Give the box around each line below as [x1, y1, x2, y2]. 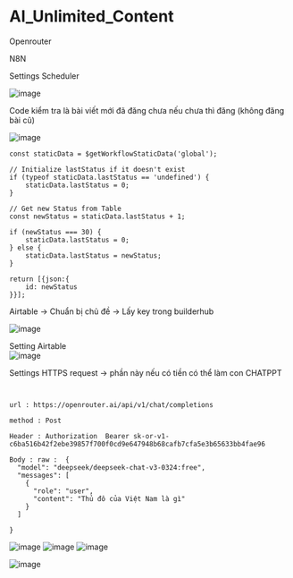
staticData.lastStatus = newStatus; [25, 251, 163, 260]
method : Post [9, 416, 63, 425]
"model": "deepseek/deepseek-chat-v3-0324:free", [17, 463, 205, 472]
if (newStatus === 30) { [9, 227, 102, 236]
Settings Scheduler [9, 70, 80, 81]
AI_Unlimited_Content [9, 6, 174, 27]
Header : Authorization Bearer [9, 431, 130, 440]
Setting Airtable [9, 340, 67, 351]
